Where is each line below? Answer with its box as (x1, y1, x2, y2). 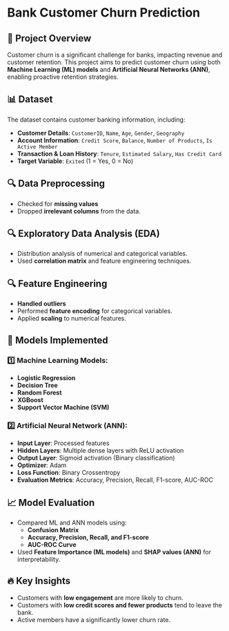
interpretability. (17, 555, 61, 564)
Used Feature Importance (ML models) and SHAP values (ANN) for (17, 548, 212, 556)
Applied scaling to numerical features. (17, 314, 126, 323)
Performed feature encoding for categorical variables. (17, 307, 172, 315)
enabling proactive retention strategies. (7, 73, 119, 81)
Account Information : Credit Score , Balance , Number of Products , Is (17, 136, 212, 144)
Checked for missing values (17, 199, 99, 208)
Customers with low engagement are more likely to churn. (17, 593, 184, 602)
